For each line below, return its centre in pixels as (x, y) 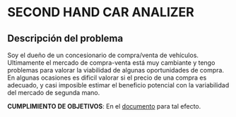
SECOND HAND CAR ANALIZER (101, 12)
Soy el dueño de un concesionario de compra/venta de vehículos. (103, 55)
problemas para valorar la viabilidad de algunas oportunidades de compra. (116, 70)
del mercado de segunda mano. (54, 93)
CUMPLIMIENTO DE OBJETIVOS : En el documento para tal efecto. (104, 106)
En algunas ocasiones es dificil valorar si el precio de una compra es (107, 78)
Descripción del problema (65, 38)
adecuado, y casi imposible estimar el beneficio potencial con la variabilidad (118, 85)
